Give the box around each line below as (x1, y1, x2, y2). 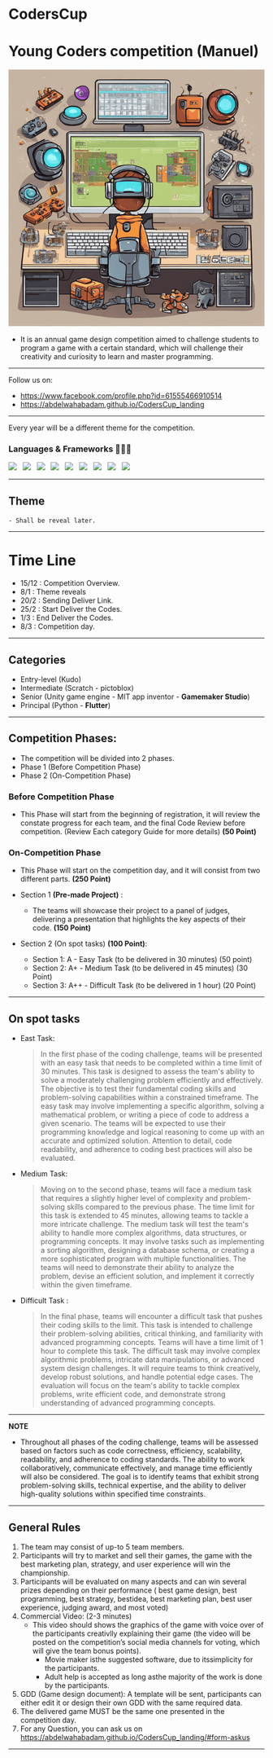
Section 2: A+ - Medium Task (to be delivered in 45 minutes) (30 (32, 963, 248, 973)
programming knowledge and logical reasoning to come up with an (40, 1127, 265, 1137)
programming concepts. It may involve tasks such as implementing (40, 1237, 265, 1246)
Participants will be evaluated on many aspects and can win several (19, 1577, 247, 1587)
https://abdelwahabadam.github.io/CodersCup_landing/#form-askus (19, 1733, 250, 1743)
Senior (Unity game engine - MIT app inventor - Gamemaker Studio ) (19, 692, 250, 701)
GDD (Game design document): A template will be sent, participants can (19, 1690, 262, 1699)
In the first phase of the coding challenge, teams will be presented (40, 1049, 262, 1059)
